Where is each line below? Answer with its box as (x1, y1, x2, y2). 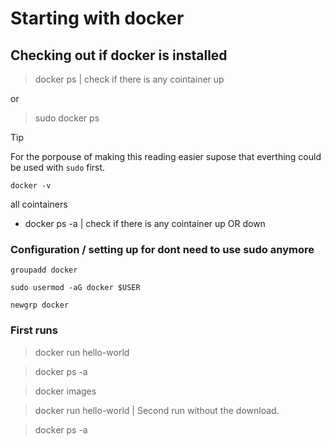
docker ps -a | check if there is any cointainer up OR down (24, 218, 266, 229)
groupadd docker (10, 265, 78, 276)
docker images (34, 385, 97, 397)
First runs (10, 323, 58, 337)
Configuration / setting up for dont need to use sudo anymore (10, 242, 315, 256)
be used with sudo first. (10, 162, 106, 173)
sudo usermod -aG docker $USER (10, 283, 141, 293)
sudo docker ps (34, 112, 100, 124)
